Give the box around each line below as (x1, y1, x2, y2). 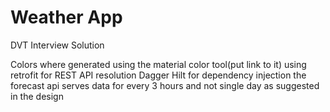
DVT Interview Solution (10, 39, 105, 51)
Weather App (10, 6, 123, 29)
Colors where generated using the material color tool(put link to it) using (10, 58, 307, 70)
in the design (10, 90, 64, 102)
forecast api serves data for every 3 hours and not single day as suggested (10, 79, 320, 91)
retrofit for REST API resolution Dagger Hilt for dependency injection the (10, 69, 307, 81)
